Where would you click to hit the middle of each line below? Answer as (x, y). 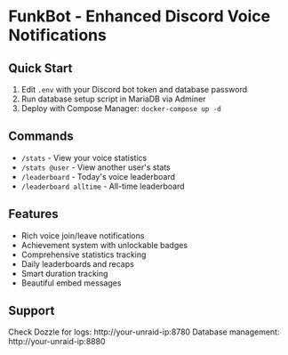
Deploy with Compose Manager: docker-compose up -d (121, 108)
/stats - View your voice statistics (84, 157)
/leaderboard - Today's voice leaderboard (98, 176)
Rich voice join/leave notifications (83, 235)
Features (33, 214)
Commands (41, 137)
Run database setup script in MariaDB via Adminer (113, 99)
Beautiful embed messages (71, 283)
